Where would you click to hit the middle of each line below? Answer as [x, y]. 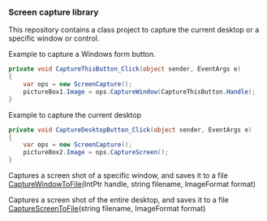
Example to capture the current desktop [75, 115]
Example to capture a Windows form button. [82, 54]
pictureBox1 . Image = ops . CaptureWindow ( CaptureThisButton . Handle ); [139, 92]
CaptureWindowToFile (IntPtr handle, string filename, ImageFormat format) [132, 184]
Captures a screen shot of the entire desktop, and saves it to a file [118, 200]
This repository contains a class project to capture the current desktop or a [134, 30]
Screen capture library [54, 12]
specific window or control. [54, 38]
